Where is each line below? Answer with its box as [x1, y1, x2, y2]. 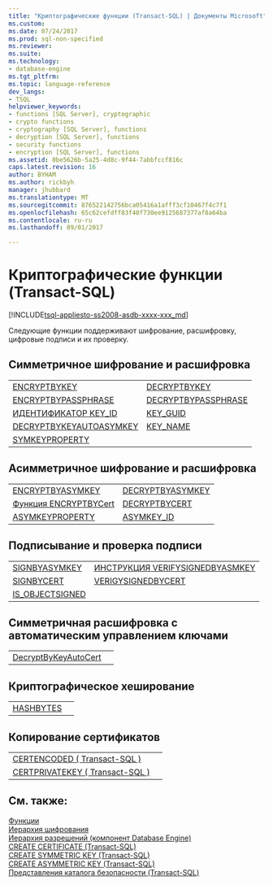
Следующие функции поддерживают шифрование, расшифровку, [8, 326, 237, 336]
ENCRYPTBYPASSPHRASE [12, 394, 115, 405]
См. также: [8, 794, 68, 808]
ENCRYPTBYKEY [12, 381, 78, 392]
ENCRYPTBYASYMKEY [12, 485, 101, 496]
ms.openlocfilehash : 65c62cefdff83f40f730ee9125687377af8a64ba [8, 208, 227, 216]
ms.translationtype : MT [8, 193, 89, 202]
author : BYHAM [8, 171, 57, 179]
